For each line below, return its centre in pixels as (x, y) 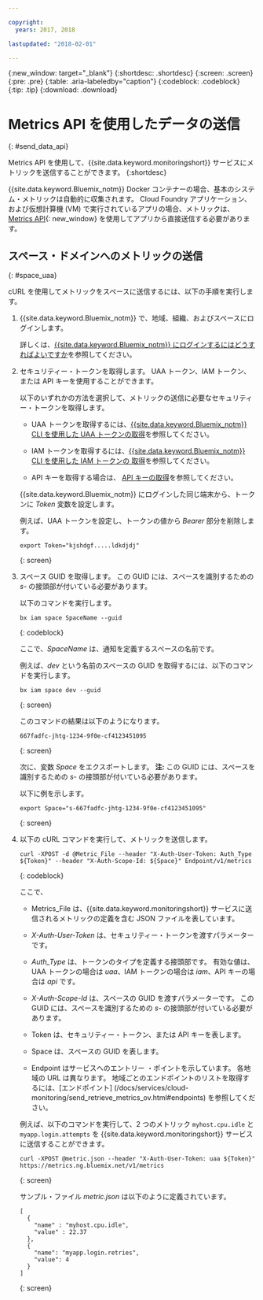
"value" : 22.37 (60, 1232)
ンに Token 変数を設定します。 (69, 504)
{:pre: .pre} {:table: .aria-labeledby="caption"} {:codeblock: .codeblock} (124, 81)
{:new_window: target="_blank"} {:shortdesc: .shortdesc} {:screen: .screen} (131, 73)
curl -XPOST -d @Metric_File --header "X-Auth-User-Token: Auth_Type (136, 854)
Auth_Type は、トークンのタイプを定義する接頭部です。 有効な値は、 (143, 962)
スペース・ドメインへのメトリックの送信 (106, 256)
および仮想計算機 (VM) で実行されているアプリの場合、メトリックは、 (121, 209)
